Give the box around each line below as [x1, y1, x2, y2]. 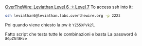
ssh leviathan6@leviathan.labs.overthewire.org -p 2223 [5, 13, 121, 18]
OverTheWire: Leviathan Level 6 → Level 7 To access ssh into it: [5, 4, 133, 10]
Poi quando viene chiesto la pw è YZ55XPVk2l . [5, 22, 96, 28]
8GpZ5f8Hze [5, 36, 27, 41]
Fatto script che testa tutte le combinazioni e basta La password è [5, 31, 137, 37]
